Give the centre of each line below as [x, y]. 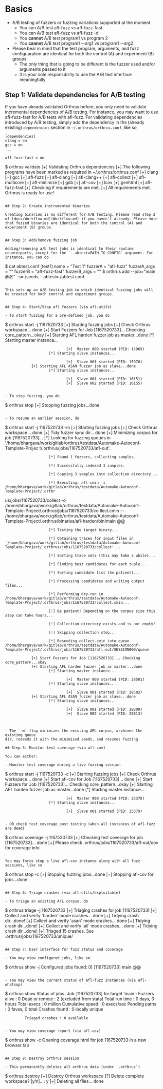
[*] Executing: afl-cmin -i [77, 483]
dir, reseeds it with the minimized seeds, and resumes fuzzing [72, 739]
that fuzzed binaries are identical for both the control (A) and [74, 223]
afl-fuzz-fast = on [25, 158]
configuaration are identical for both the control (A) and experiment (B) [83, 53]
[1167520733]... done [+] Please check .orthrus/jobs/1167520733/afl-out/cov [82, 842]
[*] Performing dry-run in [76, 594]
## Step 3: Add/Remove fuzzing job [41, 240]
